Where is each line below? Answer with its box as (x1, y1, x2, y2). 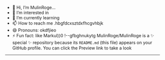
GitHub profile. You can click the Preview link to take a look (12, 45, 132, 51)
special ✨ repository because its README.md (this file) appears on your (12, 40, 152, 45)
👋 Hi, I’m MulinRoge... (12, 5, 56, 10)
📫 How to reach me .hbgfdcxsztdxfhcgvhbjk (12, 20, 104, 26)
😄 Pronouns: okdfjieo (12, 27, 56, 33)
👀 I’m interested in (12, 10, 49, 15)
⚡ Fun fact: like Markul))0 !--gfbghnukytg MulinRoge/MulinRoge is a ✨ (12, 33, 155, 38)
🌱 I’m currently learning (12, 15, 60, 20)
